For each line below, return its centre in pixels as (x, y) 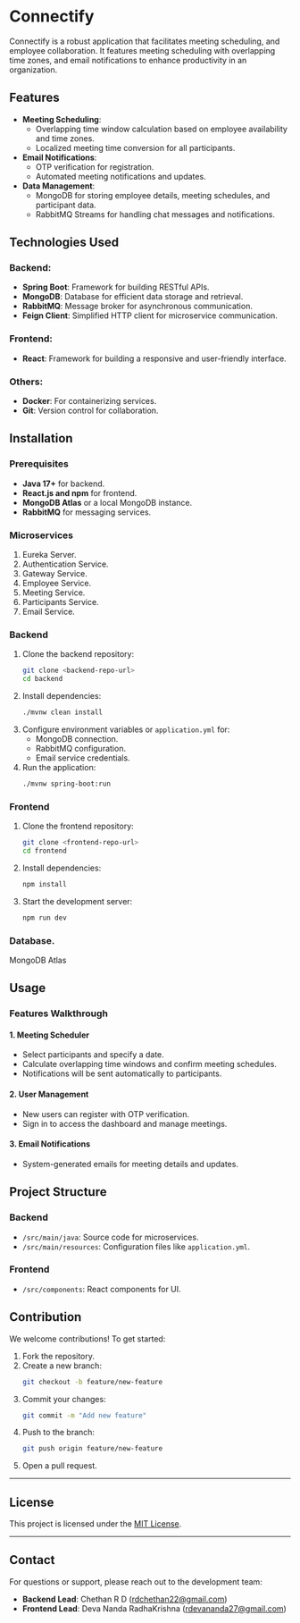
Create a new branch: (62, 1366)
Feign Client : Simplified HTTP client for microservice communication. (150, 315)
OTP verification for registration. (95, 166)
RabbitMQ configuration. (81, 748)
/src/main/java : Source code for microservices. (110, 1237)
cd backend (42, 679)
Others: (26, 382)
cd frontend (44, 851)
